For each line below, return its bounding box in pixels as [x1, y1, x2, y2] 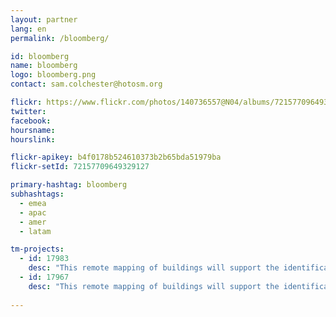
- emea [19, 198, 47, 208]
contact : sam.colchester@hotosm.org [10, 79, 163, 90]
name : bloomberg [10, 61, 78, 71]
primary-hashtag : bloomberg [10, 180, 128, 190]
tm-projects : [10, 244, 65, 255]
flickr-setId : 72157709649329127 [10, 162, 150, 172]
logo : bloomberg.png [10, 70, 97, 80]
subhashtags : [10, 189, 65, 199]
